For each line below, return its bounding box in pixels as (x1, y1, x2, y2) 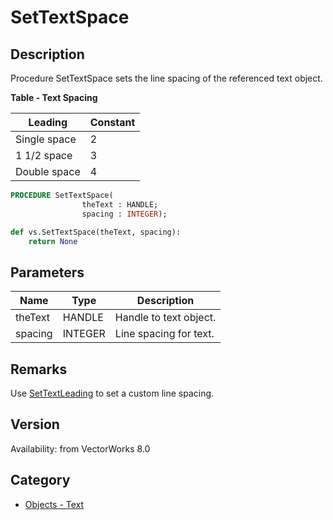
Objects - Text (24, 498, 85, 510)
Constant (89, 116, 136, 129)
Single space (15, 132, 77, 146)
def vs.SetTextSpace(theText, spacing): (10, 227, 182, 237)
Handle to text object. (114, 311, 217, 325)
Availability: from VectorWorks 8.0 (10, 442, 151, 455)
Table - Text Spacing (10, 92, 98, 103)
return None (28, 236, 78, 246)
